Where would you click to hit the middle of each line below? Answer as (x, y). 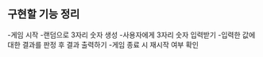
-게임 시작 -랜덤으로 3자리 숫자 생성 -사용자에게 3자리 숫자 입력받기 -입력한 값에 (131, 35)
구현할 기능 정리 (44, 14)
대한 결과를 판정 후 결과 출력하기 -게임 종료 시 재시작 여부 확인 (103, 44)
